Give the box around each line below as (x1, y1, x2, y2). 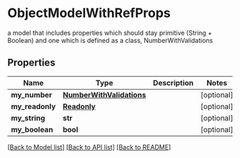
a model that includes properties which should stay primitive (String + (7, 28, 213, 37)
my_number (11, 90, 52, 100)
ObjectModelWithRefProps (7, 5, 171, 21)
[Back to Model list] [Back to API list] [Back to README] (7, 142, 171, 151)
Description (153, 78, 194, 88)
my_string (11, 112, 46, 122)
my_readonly (11, 101, 56, 111)
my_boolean (11, 125, 54, 135)
